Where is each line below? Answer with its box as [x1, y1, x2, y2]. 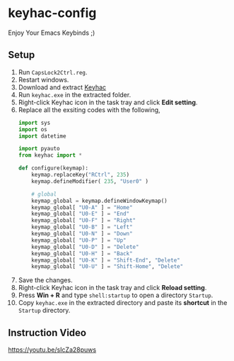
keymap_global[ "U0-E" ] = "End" [31, 211, 130, 218]
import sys [18, 119, 51, 126]
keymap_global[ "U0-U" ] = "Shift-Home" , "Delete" [31, 263, 184, 270]
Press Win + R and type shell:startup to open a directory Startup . [18, 291, 213, 299]
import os [18, 126, 48, 133]
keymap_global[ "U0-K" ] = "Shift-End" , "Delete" [31, 257, 180, 264]
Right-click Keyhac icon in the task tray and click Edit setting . [18, 98, 198, 106]
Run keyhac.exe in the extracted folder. [18, 90, 131, 99]
